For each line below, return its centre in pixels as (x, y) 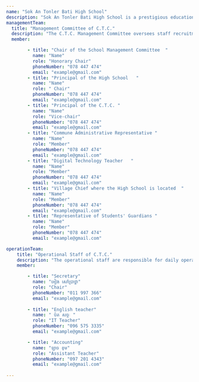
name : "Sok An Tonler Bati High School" (57, 12)
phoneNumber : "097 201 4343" (68, 359)
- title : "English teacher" (62, 309)
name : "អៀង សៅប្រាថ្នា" (57, 282)
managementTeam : (26, 23)
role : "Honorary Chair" (62, 61)
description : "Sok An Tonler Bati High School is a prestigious (87, 17)
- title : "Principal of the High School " (83, 78)
